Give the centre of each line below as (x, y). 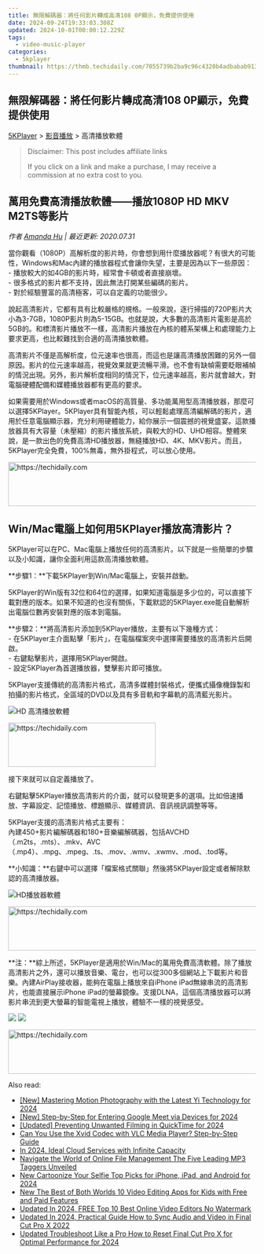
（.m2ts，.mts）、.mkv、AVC (54, 842)
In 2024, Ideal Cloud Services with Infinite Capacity (103, 1150)
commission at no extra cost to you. (85, 174)
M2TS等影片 (38, 216)
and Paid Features (49, 1201)
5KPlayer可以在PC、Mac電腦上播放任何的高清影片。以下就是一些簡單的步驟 (131, 549)
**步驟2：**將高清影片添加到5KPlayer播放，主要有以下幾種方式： (114, 629)
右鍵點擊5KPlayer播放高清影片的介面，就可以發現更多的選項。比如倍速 (123, 796)
